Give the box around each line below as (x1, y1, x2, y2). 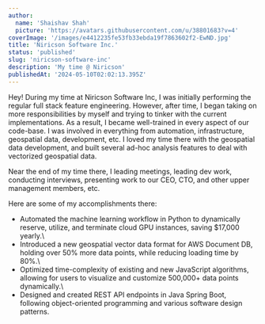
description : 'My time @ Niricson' (8, 63, 126, 71)
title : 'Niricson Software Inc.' (8, 41, 119, 49)
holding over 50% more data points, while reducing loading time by (19, 247, 239, 257)
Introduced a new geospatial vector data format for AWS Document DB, (19, 239, 253, 249)
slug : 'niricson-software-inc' (8, 56, 112, 64)
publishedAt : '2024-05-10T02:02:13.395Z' (8, 71, 147, 78)
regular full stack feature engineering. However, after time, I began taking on (8, 101, 257, 110)
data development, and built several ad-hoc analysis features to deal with (8, 143, 248, 152)
